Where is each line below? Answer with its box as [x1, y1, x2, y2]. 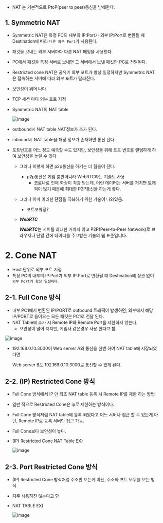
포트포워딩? [26, 206, 49, 212]
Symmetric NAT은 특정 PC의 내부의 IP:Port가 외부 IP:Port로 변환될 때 [12, 32, 145, 38]
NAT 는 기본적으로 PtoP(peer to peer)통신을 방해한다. [12, 4, 115, 10]
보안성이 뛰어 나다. [12, 86, 48, 92]
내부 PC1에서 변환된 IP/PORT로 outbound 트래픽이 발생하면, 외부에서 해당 [12, 307, 153, 313]
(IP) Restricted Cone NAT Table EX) [12, 438, 83, 444]
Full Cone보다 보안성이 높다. [12, 428, 67, 434]
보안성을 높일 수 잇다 [17, 153, 57, 159]
